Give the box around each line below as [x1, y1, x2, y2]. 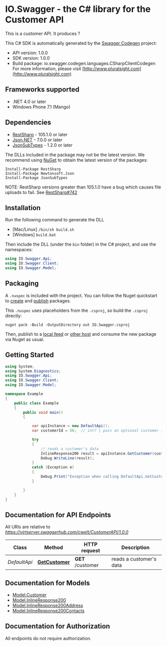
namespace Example [5, 391, 43, 396]
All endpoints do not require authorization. [5, 635, 91, 641]
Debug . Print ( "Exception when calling [40, 474, 119, 479]
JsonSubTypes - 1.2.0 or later [12, 142, 73, 148]
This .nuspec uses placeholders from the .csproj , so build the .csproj [5, 307, 148, 313]
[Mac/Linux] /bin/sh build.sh [12, 226, 75, 232]
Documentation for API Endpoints [5, 511, 111, 519]
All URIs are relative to [5, 524, 51, 530]
